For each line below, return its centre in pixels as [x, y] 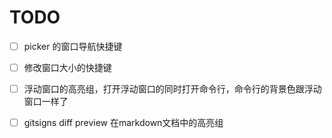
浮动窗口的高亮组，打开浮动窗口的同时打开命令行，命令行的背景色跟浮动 [172, 89]
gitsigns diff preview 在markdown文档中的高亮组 [123, 123]
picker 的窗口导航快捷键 [73, 46]
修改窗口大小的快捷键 [67, 67]
